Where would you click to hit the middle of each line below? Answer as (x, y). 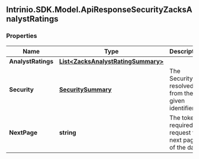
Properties (22, 36)
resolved (182, 85)
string (68, 132)
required (182, 125)
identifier (182, 108)
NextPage (23, 132)
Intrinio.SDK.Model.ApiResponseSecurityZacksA (99, 10)
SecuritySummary (85, 90)
